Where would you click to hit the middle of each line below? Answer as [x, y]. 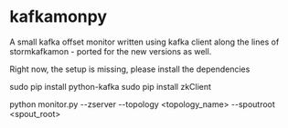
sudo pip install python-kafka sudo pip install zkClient [111, 86]
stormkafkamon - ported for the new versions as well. [111, 51]
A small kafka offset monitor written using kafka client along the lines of [144, 42]
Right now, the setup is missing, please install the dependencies [130, 69]
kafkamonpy [59, 17]
